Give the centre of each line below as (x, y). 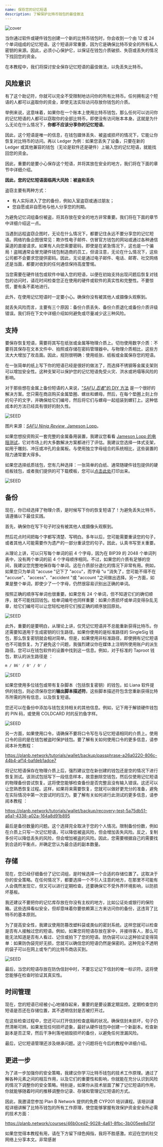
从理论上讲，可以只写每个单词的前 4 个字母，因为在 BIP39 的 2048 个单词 (79, 553)
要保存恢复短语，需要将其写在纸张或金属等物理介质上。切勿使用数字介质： (79, 343)
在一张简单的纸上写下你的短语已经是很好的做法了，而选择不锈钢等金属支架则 (81, 365)
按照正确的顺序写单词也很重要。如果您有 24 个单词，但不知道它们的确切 (77, 594)
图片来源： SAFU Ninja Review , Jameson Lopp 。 (53, 426)
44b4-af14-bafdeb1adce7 (31, 760)
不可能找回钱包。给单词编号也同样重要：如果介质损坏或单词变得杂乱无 (88, 600)
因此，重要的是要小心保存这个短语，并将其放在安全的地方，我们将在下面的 (79, 164)
